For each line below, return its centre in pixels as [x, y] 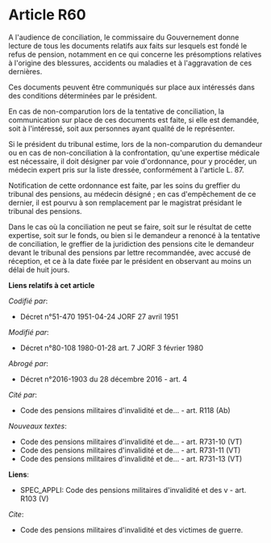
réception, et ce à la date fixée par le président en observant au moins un [130, 261]
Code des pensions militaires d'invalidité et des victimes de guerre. [131, 529]
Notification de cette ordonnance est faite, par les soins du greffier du [124, 185]
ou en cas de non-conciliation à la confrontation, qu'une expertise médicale [134, 152]
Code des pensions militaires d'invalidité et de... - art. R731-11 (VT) [130, 450]
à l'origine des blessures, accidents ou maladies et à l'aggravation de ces [130, 63]
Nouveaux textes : [38, 426]
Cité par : [23, 395]
